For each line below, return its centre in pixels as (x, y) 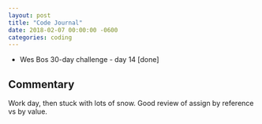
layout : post (30, 15)
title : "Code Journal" (45, 23)
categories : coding (40, 37)
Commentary (41, 84)
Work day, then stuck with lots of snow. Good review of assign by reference (131, 104)
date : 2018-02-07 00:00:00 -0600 (63, 30)
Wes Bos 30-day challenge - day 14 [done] (89, 60)
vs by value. (28, 111)
